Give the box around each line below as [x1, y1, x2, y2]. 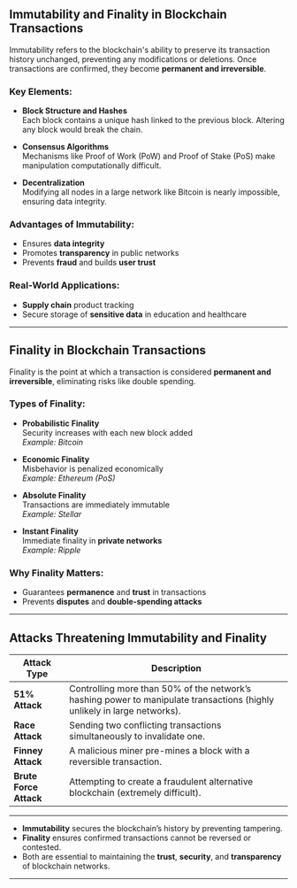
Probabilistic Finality [21, 418, 100, 429]
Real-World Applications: [9, 279, 120, 291]
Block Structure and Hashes [21, 105, 128, 116]
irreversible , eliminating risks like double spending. [9, 375, 196, 386]
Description [151, 661, 202, 674]
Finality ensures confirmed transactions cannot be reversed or [21, 832, 252, 843]
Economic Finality [21, 453, 90, 464]
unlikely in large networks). [69, 704, 181, 716]
